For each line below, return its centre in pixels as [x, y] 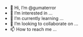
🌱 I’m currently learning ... [37, 18]
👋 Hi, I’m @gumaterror [33, 8]
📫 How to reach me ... [33, 29]
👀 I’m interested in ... [31, 13]
